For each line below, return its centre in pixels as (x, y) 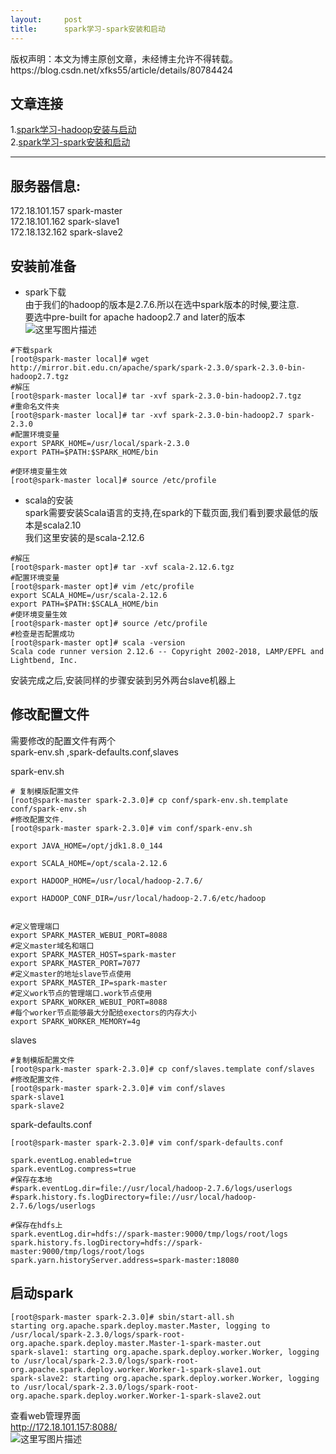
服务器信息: (46, 186)
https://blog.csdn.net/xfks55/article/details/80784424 (122, 70)
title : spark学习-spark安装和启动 (88, 29)
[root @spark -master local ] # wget (80, 359)
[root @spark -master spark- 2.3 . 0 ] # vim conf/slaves (118, 1088)
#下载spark (31, 350)
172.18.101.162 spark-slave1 (65, 222)
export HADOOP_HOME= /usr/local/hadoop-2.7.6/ (106, 881)
